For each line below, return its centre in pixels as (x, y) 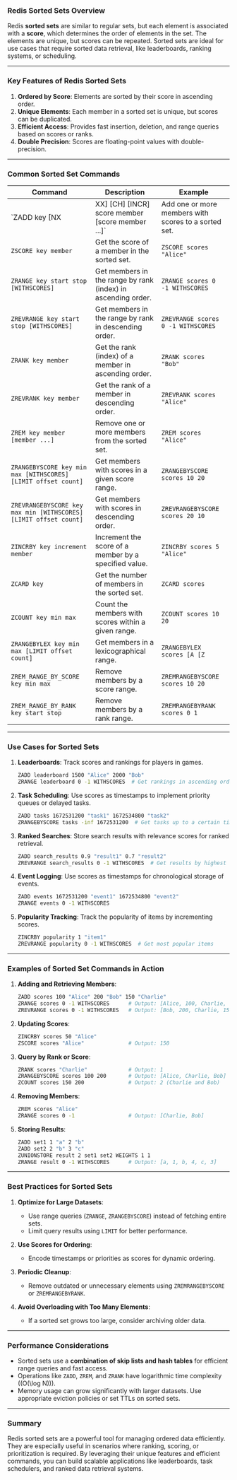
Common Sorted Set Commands (64, 174)
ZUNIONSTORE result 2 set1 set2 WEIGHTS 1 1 (84, 1155)
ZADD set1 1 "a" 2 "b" (51, 1142)
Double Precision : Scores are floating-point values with (98, 141)
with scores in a (121, 470)
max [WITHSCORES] (40, 474)
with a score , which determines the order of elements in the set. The (107, 33)
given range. (116, 630)
